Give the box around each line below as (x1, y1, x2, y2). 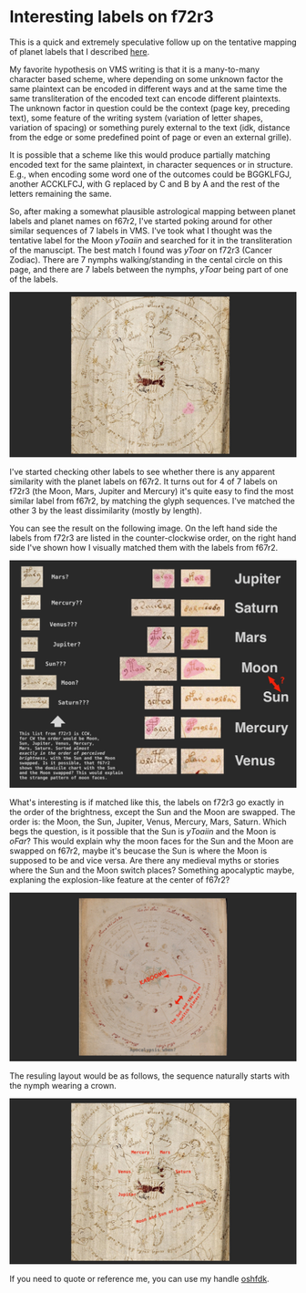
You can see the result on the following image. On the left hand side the (9, 522, 278, 534)
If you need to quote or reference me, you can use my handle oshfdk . (9, 1273, 270, 1284)
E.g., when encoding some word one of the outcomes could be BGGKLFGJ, (9, 169, 292, 180)
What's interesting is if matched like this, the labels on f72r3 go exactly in (9, 797, 284, 808)
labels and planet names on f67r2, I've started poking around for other (9, 215, 273, 226)
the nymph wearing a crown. (9, 1081, 117, 1091)
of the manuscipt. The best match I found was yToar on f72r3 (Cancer (9, 244, 273, 255)
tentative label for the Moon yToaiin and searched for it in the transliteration (9, 234, 293, 245)
